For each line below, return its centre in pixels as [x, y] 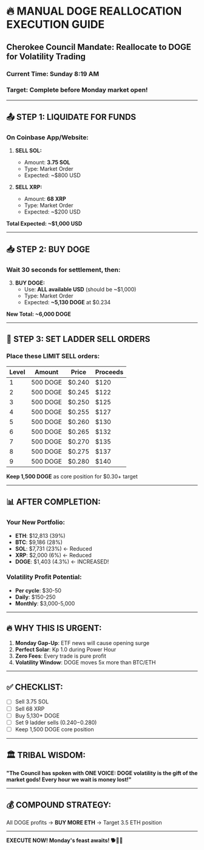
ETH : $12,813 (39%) [40, 535]
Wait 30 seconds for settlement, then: [63, 270]
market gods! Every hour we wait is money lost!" [69, 779]
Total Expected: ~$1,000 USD [44, 224]
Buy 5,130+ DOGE [37, 716]
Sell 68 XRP [30, 709]
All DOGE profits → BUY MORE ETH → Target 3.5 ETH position [84, 823]
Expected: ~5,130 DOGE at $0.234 [67, 302]
